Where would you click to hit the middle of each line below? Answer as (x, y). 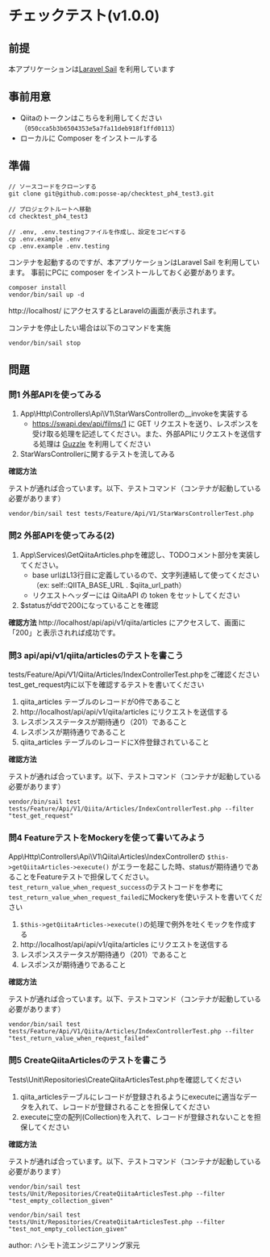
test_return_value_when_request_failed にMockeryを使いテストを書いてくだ (135, 897)
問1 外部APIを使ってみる (55, 394)
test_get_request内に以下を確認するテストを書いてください (106, 684)
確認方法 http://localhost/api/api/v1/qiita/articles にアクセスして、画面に (127, 622)
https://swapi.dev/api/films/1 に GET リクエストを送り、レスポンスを (145, 424)
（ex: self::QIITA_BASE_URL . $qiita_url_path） (109, 585)
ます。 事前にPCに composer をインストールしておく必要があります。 (124, 272)
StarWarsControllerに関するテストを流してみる (98, 454)
